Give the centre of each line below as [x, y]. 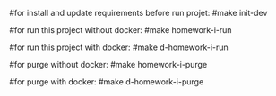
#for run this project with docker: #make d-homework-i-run [119, 47]
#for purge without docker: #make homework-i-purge [108, 64]
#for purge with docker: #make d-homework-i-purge [107, 82]
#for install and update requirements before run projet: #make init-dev [138, 13]
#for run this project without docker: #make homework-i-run [121, 30]
